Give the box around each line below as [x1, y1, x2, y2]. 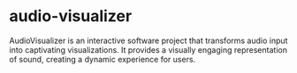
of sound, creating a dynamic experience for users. [9, 54, 196, 64]
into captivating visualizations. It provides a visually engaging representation [9, 44, 287, 55]
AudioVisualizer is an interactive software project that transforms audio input [9, 35, 288, 46]
